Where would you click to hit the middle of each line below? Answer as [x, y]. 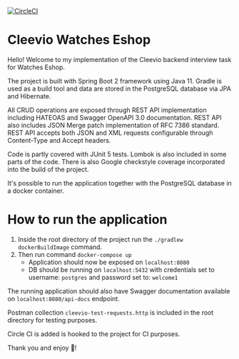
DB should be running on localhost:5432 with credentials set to [122, 269]
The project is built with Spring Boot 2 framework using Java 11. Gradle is [115, 81]
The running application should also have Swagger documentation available [119, 291]
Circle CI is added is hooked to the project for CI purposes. [94, 334]
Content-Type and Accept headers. [59, 140]
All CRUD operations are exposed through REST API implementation [107, 110]
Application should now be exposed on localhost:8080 [109, 262]
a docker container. [36, 191]
